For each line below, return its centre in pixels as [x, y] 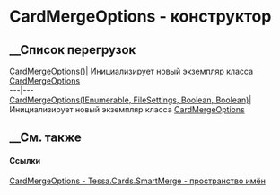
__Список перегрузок [73, 50]
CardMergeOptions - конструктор [140, 17]
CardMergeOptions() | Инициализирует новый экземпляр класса [131, 71]
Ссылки [25, 160]
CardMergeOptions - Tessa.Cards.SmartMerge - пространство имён [138, 181]
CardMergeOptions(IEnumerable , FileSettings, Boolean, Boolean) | [131, 100]
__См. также [46, 138]
